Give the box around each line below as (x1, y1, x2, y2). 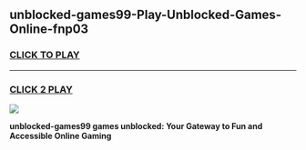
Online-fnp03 (9, 22, 89, 37)
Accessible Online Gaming (9, 130, 112, 141)
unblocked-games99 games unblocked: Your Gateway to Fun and (9, 120, 263, 131)
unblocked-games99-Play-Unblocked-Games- (9, 7, 282, 23)
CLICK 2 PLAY (9, 83, 73, 95)
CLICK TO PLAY (9, 49, 80, 62)
